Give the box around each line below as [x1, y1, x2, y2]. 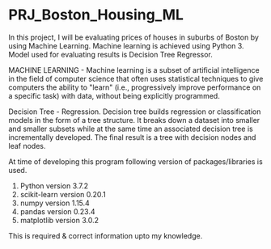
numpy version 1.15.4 [19, 198, 91, 208]
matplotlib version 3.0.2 [19, 215, 100, 225]
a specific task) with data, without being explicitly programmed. [8, 91, 220, 100]
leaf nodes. [8, 141, 46, 150]
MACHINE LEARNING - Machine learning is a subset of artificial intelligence [8, 65, 260, 74]
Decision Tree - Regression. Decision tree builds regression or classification [8, 107, 261, 116]
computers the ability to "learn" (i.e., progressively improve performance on [8, 82, 261, 92]
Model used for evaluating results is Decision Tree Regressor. [8, 49, 213, 59]
